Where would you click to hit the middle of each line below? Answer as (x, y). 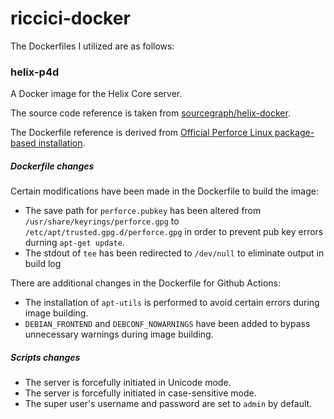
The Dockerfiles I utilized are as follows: (92, 46)
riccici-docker (70, 18)
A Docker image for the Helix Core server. (96, 94)
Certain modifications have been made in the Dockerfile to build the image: (164, 191)
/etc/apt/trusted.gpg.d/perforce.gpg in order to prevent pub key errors (174, 232)
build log (43, 264)
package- (294, 133)
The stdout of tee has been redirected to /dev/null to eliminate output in (174, 253)
